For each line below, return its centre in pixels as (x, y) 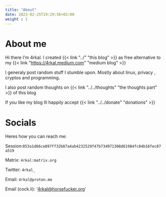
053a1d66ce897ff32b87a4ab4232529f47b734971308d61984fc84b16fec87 (92, 147)
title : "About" (21, 10)
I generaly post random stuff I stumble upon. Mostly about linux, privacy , (80, 72)
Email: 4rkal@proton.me (29, 180)
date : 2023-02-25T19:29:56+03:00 (40, 14)
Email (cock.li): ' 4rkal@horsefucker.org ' (46, 189)
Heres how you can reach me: (36, 136)
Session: (14, 146)
